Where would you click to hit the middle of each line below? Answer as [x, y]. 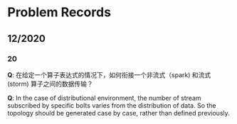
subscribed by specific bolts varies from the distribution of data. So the [112, 105]
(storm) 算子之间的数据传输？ [51, 84]
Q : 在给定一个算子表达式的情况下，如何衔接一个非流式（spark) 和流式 [109, 74]
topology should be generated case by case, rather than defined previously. [118, 113]
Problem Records [59, 12]
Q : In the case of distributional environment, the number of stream [104, 98]
